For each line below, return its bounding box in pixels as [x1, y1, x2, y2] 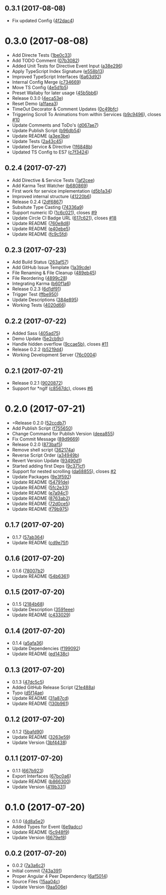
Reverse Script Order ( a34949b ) [12, 452, 80, 458]
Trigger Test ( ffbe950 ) [12, 291, 59, 297]
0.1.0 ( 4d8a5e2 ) [12, 818, 45, 824]
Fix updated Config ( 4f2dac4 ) [12, 17, 74, 23]
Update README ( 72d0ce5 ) [12, 500, 70, 506]
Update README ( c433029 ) [12, 612, 71, 618]
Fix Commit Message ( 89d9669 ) [12, 436, 80, 442]
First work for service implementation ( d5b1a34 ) [12, 188, 112, 194]
